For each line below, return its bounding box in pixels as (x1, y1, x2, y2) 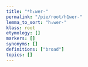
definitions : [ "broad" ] (6, 47, 65, 52)
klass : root (6, 24, 35, 31)
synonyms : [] (6, 41, 38, 47)
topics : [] (6, 52, 33, 58)
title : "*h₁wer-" (6, 8, 49, 15)
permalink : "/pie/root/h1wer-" (6, 14, 83, 20)
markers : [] (6, 36, 35, 41)
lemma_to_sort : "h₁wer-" (6, 19, 67, 25)
